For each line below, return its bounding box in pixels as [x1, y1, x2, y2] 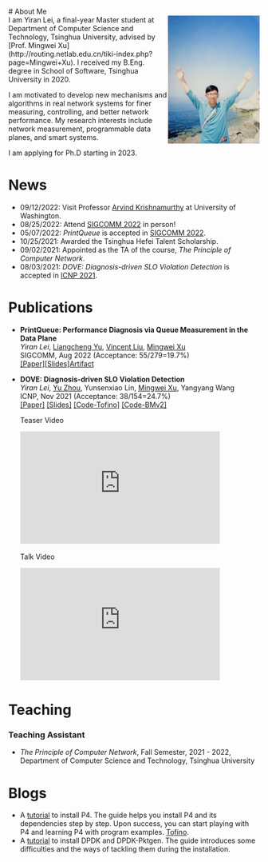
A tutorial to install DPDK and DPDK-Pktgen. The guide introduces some [19, 836, 256, 845]
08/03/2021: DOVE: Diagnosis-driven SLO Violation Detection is [19, 261, 230, 271]
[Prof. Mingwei [8, 41, 57, 50]
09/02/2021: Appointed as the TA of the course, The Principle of [19, 245, 231, 254]
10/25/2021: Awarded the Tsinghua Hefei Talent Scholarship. [19, 236, 219, 245]
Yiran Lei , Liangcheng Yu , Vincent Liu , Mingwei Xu [19, 341, 186, 351]
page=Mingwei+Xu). [8, 58, 76, 67]
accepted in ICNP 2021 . [19, 270, 98, 280]
